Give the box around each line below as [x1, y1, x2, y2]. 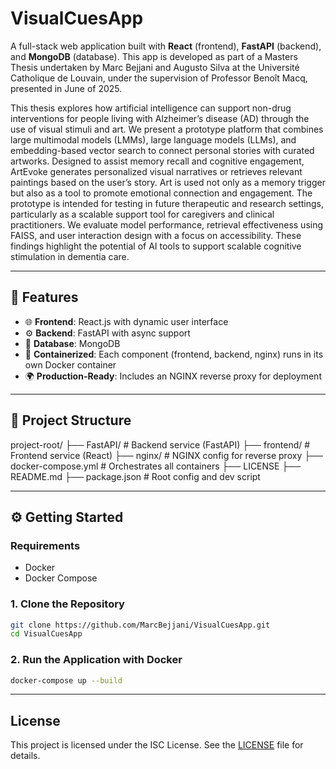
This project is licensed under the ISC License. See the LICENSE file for [10, 739, 304, 751]
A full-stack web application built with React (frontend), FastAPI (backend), [10, 40, 322, 52]
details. [10, 750, 41, 762]
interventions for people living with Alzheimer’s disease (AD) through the [10, 112, 310, 124]
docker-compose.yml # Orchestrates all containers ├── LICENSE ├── [10, 460, 302, 472]
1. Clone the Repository [10, 597, 125, 611]
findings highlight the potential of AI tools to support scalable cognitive [10, 240, 302, 252]
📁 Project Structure [10, 412, 132, 429]
